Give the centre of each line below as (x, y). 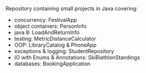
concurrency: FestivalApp (46, 20)
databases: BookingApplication (52, 64)
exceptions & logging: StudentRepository (64, 51)
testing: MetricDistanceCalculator (55, 39)
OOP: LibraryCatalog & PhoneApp (55, 45)
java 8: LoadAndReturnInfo (47, 32)
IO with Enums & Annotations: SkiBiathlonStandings (77, 57)
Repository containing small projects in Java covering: (72, 9)
